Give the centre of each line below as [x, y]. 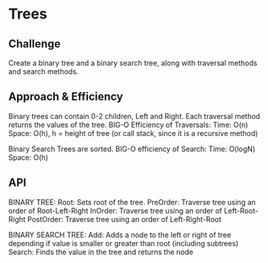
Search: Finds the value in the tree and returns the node [101, 252]
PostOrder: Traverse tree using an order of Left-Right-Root [124, 219]
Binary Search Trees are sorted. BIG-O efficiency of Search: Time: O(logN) [132, 149]
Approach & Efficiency [66, 97]
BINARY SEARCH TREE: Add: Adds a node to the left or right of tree [120, 235]
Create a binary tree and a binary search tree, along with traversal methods [133, 63]
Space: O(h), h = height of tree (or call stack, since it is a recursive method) [133, 133]
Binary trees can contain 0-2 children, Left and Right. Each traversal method [134, 116]
